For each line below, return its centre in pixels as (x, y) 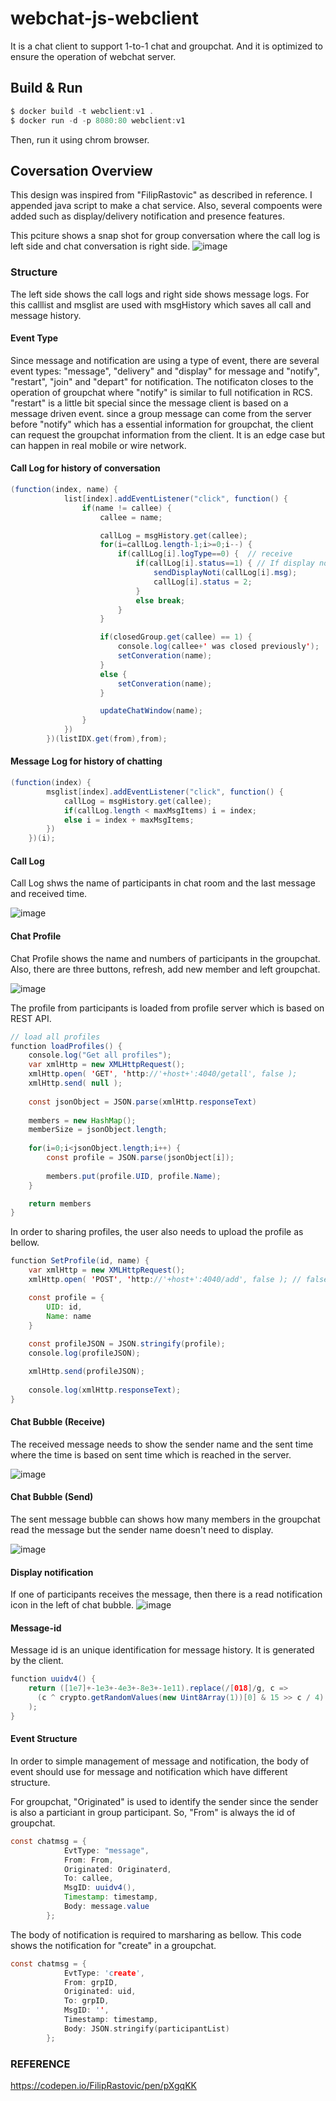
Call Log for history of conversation (85, 468)
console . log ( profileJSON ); (84, 1353)
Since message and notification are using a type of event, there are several (165, 360)
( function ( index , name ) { (64, 490)
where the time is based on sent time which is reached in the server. (151, 1454)
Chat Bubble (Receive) (58, 1422)
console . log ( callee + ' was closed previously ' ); (218, 647)
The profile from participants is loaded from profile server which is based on (167, 1008)
